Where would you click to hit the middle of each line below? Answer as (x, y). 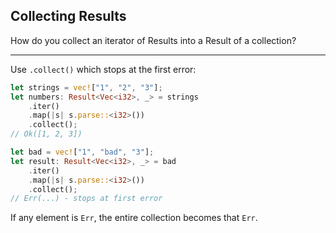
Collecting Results (68, 16)
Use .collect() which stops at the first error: (103, 69)
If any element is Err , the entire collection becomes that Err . (134, 218)
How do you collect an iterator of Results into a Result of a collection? (153, 40)
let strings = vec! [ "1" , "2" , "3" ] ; (86, 87)
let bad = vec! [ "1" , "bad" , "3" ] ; (82, 152)
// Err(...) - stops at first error (86, 199)
